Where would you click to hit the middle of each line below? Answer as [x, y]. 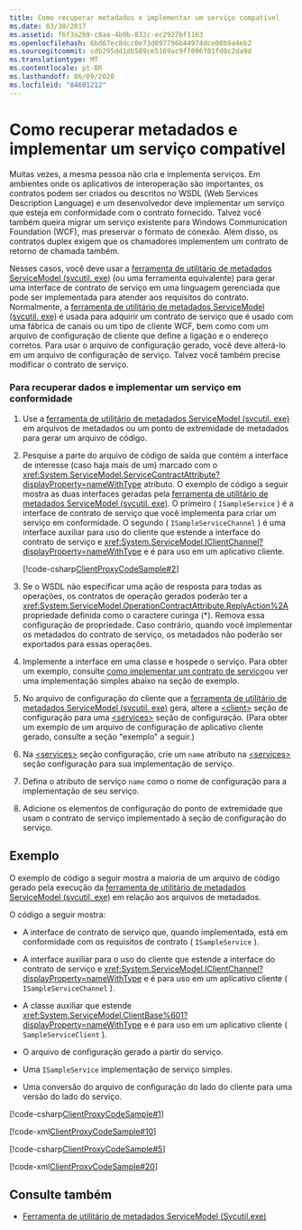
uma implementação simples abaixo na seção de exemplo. [131, 681]
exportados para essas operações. [87, 643]
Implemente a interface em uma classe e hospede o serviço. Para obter [155, 662]
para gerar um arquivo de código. [85, 437]
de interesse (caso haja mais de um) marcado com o [120, 465]
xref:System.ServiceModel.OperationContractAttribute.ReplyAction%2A [156, 606]
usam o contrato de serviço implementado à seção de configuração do [154, 818]
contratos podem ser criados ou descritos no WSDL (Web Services [134, 193]
